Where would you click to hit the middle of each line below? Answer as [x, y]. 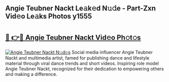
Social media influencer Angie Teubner [112, 52]
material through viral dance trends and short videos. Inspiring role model [82, 63]
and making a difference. [31, 74]
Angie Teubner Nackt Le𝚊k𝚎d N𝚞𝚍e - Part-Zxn [81, 8]
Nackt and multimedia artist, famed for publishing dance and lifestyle [77, 58]
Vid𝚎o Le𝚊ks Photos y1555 [49, 17]
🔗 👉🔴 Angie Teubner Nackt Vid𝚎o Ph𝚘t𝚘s [73, 37]
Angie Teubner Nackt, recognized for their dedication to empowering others [84, 69]
